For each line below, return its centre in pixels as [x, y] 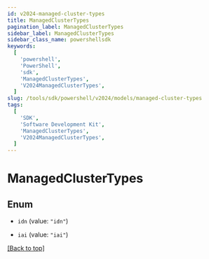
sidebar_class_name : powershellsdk [59, 40]
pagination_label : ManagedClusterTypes [66, 27]
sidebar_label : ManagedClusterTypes [61, 33]
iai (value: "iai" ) [43, 234]
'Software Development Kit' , [62, 124]
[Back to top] [26, 248]
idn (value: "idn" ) [43, 221]
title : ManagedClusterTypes [48, 20]
